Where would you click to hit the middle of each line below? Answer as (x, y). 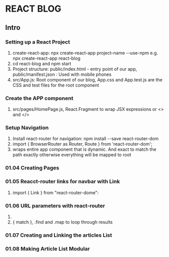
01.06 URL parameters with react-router (55, 205)
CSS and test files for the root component (56, 85)
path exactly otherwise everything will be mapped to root (72, 155)
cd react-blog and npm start (42, 63)
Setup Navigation (27, 128)
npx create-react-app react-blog (46, 58)
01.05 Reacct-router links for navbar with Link (63, 182)
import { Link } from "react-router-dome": (55, 192)
